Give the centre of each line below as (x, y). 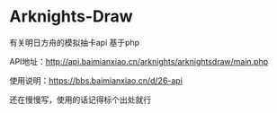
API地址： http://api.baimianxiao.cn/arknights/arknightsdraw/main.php (139, 61)
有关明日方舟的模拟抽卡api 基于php (75, 42)
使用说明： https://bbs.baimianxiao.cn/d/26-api (96, 80)
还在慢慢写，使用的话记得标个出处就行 (80, 100)
